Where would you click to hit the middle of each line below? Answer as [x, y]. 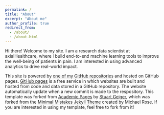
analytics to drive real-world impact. [42, 66]
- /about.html [24, 37]
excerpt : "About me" [26, 19]
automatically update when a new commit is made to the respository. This [80, 92]
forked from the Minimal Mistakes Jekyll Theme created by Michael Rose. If [81, 102]
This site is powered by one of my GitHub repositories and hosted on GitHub [82, 76]
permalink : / [18, 10]
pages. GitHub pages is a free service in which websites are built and [75, 81]
